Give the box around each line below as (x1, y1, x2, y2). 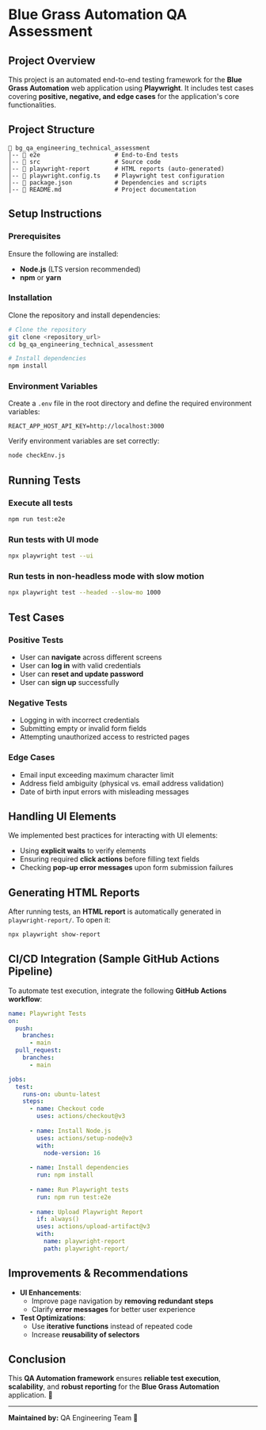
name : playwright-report (43, 1238, 126, 1246)
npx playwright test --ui (8, 552, 93, 560)
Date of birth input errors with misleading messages (19, 786, 189, 797)
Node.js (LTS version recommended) (19, 264, 141, 274)
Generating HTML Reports (8, 885, 140, 899)
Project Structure (8, 123, 95, 136)
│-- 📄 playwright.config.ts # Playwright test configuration (8, 172, 225, 180)
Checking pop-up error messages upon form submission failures (19, 863, 234, 873)
